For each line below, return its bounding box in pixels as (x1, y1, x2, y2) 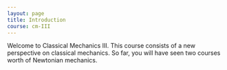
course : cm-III (7, 23, 51, 30)
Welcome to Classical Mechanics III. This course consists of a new (7, 42, 196, 50)
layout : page (7, 10, 45, 17)
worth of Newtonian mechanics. (7, 56, 98, 65)
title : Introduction (7, 16, 67, 23)
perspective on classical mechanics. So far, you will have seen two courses (7, 49, 221, 57)
